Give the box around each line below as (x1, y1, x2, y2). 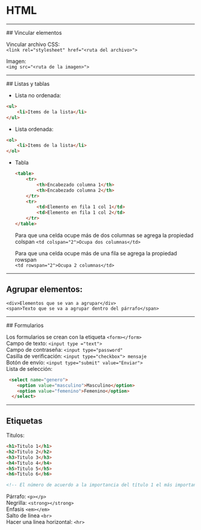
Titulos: (6, 432, 25, 439)
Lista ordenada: (14, 125, 54, 133)
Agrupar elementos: (6, 285, 83, 295)
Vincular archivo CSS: (6, 40, 60, 48)
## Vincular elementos (6, 29, 62, 36)
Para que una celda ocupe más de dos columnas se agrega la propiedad (14, 232, 194, 239)
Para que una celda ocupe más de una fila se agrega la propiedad (14, 250, 178, 257)
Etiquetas (6, 415, 43, 426)
